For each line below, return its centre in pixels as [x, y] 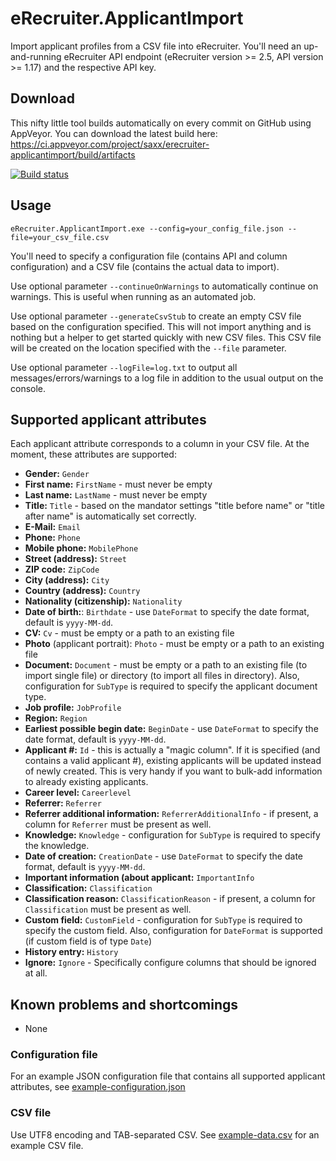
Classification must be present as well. [108, 909]
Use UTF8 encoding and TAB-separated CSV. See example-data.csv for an [165, 1134]
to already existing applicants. [86, 782]
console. [28, 388]
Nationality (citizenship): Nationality [103, 601]
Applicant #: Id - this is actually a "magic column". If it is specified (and [172, 750]
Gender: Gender [57, 474]
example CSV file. [47, 1145]
